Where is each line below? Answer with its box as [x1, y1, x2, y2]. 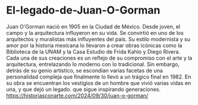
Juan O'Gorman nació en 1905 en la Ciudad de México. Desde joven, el [6, 23, 180, 30]
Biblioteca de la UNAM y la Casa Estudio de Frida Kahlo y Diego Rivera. [6, 48, 180, 55]
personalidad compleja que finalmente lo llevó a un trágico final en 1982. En [6, 73, 191, 80]
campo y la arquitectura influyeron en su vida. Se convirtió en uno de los [6, 29, 184, 36]
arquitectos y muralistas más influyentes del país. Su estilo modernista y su [6, 35, 191, 42]
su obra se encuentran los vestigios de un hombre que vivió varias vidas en [6, 79, 191, 86]
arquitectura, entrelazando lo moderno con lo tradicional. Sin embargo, [6, 60, 180, 68]
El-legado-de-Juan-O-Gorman [6, 4, 161, 17]
